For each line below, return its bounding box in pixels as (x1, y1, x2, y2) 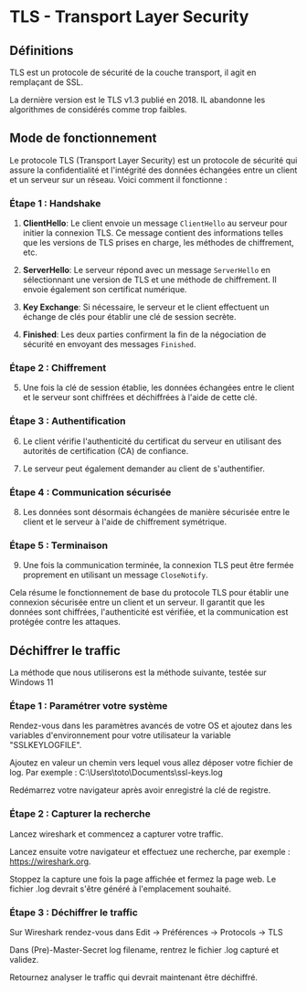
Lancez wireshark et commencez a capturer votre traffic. (9, 828, 224, 839)
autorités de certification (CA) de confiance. (22, 445, 189, 456)
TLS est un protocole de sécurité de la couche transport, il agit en (9, 67, 257, 78)
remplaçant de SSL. (9, 77, 84, 88)
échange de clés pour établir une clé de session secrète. (22, 311, 237, 322)
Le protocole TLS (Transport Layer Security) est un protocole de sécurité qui (9, 154, 298, 165)
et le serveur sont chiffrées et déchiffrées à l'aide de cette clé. (22, 392, 258, 403)
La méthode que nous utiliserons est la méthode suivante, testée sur (9, 667, 267, 678)
